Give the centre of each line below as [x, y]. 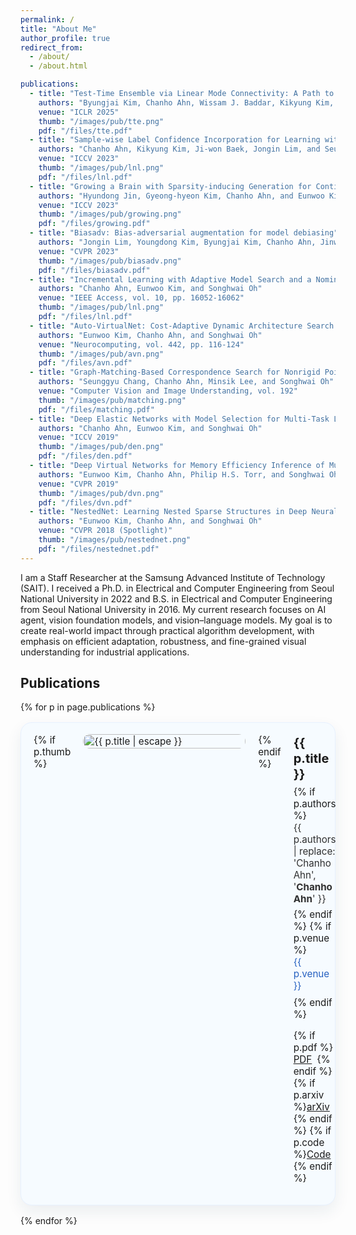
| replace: [314, 851]
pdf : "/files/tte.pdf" [85, 131]
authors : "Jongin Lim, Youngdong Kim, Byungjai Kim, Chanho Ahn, [177, 242]
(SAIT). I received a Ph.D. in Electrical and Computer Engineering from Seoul [177, 588]
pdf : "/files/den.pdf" [85, 456]
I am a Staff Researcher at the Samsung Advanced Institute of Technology [173, 577]
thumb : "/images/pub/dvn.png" [101, 493]
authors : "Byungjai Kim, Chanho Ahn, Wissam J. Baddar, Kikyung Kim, [186, 102]
